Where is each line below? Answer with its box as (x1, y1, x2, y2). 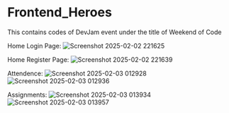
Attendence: (7, 69, 44, 77)
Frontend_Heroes (7, 4, 112, 21)
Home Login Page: (7, 41, 62, 50)
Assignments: (7, 90, 48, 99)
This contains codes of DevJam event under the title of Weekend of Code (7, 28, 222, 36)
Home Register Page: (7, 55, 69, 64)
